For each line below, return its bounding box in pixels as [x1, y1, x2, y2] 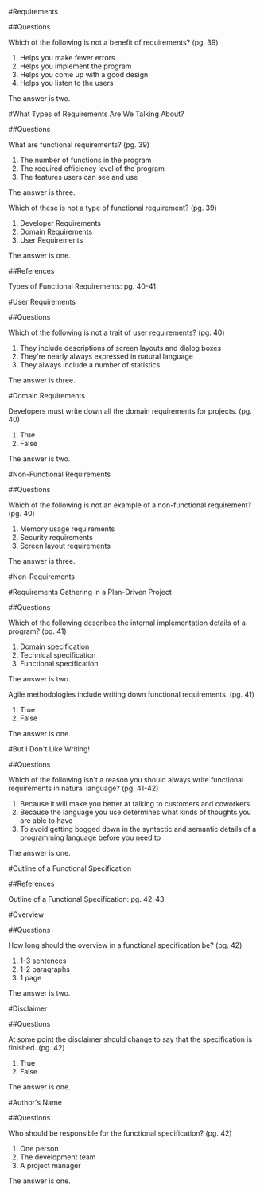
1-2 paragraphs [19, 965, 70, 973]
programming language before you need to [19, 833, 161, 842]
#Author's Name [8, 1097, 62, 1107]
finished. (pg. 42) [8, 1043, 65, 1052]
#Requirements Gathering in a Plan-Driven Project [8, 588, 173, 596]
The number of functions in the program [19, 155, 152, 165]
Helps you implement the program [19, 61, 132, 71]
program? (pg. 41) [8, 627, 67, 635]
